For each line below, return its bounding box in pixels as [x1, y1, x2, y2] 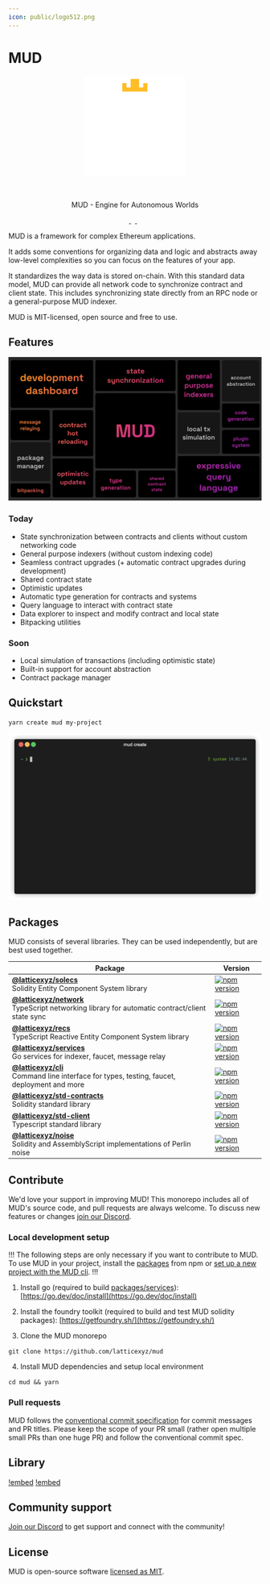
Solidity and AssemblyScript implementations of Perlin [11, 1138, 191, 1148]
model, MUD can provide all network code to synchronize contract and [8, 279, 243, 289]
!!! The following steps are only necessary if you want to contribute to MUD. [8, 1250, 259, 1260]
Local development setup [8, 1232, 110, 1243]
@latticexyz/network [11, 995, 84, 1005]
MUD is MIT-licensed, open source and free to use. [8, 312, 178, 321]
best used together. [8, 945, 74, 955]
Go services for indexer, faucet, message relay [11, 1051, 166, 1061]
